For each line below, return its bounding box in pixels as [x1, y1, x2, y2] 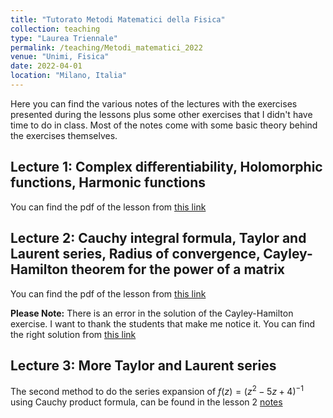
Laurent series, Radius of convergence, [10, 246, 261, 263]
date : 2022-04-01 [10, 61, 83, 71]
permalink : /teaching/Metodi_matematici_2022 [10, 42, 203, 53]
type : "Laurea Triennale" [10, 33, 118, 43]
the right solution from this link [10, 328, 137, 340]
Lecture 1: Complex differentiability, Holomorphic [10, 159, 323, 176]
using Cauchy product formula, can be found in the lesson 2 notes [10, 396, 283, 408]
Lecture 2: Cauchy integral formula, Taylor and [10, 230, 307, 247]
